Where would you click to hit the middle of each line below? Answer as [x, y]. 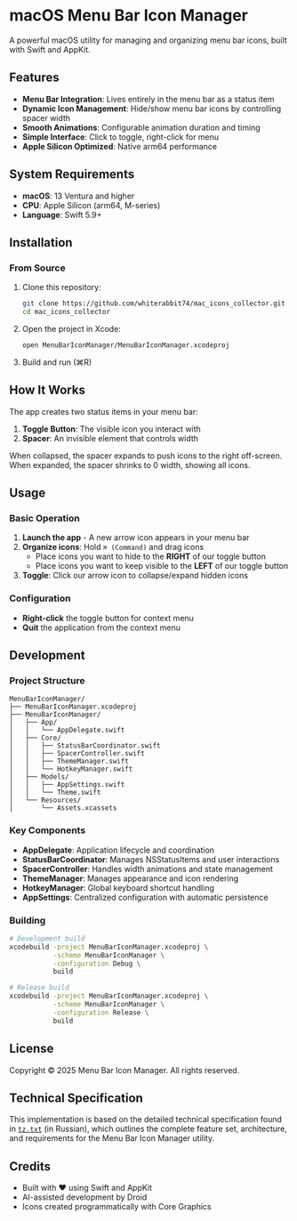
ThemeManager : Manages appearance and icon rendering [130, 878]
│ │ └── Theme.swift [55, 793]
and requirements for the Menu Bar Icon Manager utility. [112, 1138]
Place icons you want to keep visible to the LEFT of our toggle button [162, 566]
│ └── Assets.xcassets [63, 808]
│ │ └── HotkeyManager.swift [71, 769]
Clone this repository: [61, 287]
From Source [37, 268]
